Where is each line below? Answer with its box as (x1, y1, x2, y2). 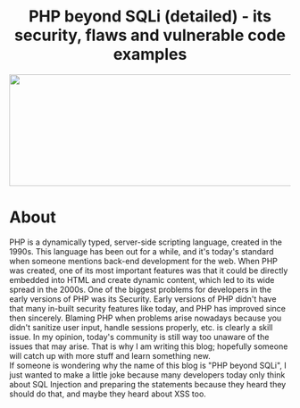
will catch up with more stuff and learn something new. (9, 350, 212, 361)
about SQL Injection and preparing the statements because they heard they (9, 379, 287, 389)
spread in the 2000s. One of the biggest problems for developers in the (9, 284, 272, 295)
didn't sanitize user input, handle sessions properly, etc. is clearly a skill (9, 321, 273, 332)
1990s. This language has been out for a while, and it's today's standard (9, 246, 274, 256)
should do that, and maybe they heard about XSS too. (9, 388, 207, 399)
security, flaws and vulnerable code (14, 25, 286, 46)
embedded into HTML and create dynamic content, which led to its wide (9, 274, 275, 285)
